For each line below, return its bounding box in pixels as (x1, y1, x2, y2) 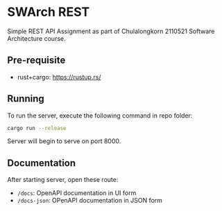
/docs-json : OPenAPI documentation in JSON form (17, 196, 163, 205)
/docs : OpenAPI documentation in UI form (17, 189, 137, 197)
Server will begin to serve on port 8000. (7, 137, 121, 145)
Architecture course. (7, 34, 66, 42)
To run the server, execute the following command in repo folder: (7, 111, 193, 120)
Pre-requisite (7, 55, 66, 66)
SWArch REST (7, 4, 90, 20)
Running (7, 93, 45, 104)
